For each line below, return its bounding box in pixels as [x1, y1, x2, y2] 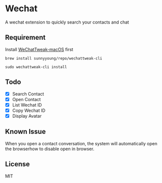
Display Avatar [12, 113, 42, 119]
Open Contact [12, 96, 41, 102]
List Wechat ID [12, 102, 42, 108]
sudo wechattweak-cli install [5, 64, 67, 69]
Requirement [5, 33, 46, 42]
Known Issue [5, 128, 46, 136]
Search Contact [12, 91, 44, 97]
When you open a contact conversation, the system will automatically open [5, 140, 158, 146]
